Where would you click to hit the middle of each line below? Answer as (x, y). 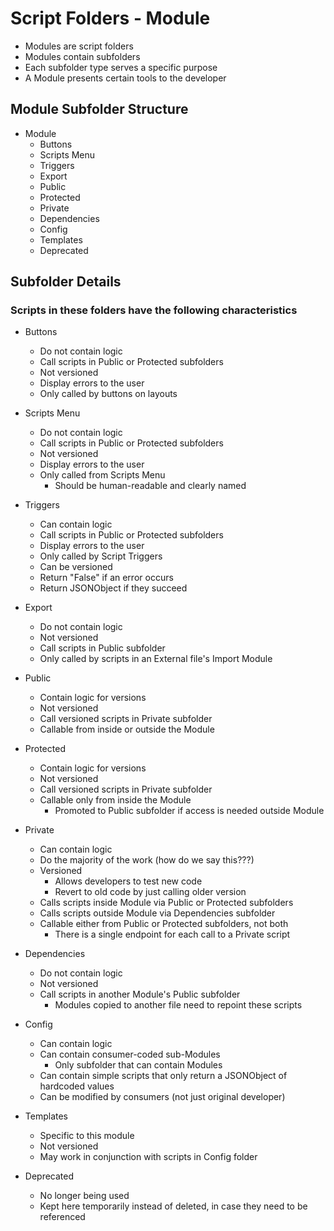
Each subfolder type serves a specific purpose (121, 67)
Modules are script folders (79, 46)
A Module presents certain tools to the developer (125, 78)
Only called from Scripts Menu (102, 475)
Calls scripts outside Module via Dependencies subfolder (157, 913)
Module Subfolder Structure (99, 109)
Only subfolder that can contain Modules (138, 1065)
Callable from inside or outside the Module (127, 729)
